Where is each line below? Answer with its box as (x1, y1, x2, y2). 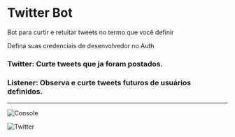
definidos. (7, 86, 43, 96)
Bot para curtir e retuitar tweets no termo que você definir (7, 28, 174, 36)
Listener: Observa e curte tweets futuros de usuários (7, 78, 191, 87)
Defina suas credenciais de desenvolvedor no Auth (7, 41, 155, 50)
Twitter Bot (7, 5, 73, 21)
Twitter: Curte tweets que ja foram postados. (7, 59, 163, 68)
